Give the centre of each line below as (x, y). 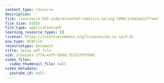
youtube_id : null (27, 73)
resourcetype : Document (29, 46)
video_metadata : (21, 69)
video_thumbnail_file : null (38, 64)
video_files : (18, 60)
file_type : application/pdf (34, 28)
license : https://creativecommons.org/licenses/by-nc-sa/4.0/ (70, 37)
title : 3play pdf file (28, 50)
